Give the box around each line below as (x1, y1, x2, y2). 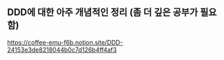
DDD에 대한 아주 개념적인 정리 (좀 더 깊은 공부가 (7, 6, 198, 19)
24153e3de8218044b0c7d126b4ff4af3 (7, 46, 118, 54)
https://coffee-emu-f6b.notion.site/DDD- (7, 38, 123, 46)
